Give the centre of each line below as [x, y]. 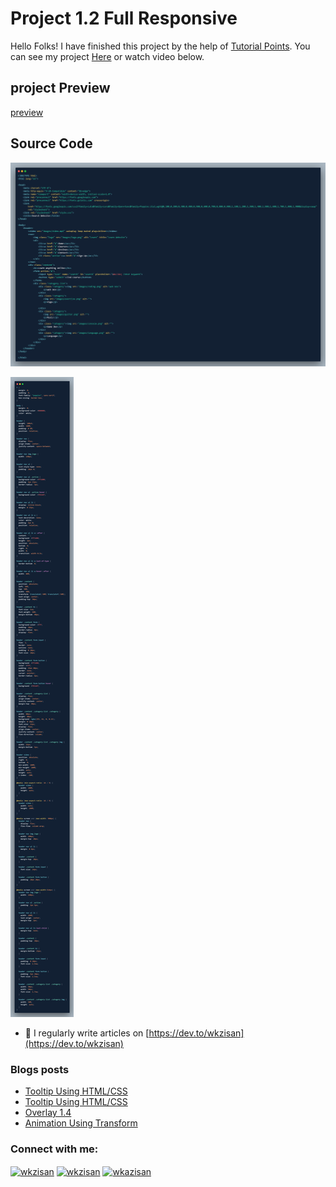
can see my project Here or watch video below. [107, 56]
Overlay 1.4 [48, 1113]
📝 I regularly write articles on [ [87, 1033]
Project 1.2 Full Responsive [124, 18]
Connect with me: [54, 1149]
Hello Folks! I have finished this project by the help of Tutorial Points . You [160, 46]
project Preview [60, 88]
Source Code [51, 143]
